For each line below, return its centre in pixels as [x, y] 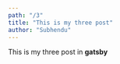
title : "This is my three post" [60, 23]
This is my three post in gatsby [58, 52]
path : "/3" [26, 15]
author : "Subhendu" [40, 30]
